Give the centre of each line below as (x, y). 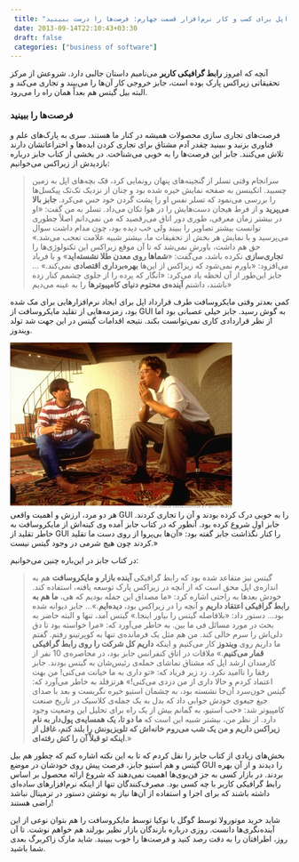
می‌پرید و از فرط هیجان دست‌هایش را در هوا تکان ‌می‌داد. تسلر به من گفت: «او (160, 208)
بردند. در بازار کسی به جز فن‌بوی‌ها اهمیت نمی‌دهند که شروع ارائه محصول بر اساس (147, 774)
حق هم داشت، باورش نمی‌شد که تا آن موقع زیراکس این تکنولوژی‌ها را (146, 246)
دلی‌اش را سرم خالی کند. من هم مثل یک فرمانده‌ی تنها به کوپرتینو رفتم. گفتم (157, 634)
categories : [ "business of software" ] (86, 47)
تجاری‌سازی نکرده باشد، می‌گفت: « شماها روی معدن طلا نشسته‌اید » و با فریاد (157, 256)
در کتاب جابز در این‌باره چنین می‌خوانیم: (75, 560)
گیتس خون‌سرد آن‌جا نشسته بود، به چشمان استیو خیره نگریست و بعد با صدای (159, 690)
